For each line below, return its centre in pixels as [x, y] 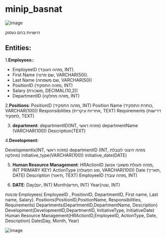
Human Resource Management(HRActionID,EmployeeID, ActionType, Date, [81, 215]
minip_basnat [34, 9]
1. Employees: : [20, 60]
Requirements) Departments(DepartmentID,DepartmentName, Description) [81, 205]
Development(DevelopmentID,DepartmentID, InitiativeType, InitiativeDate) [80, 210]
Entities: [18, 48]
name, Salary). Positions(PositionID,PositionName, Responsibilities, [74, 199]
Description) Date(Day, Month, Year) [42, 221]
